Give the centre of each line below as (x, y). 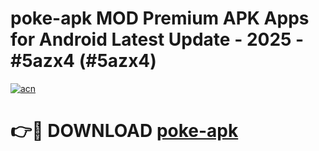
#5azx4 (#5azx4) (83, 61)
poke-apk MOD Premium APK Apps (160, 18)
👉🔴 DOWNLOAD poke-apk (124, 131)
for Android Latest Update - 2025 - (157, 39)
